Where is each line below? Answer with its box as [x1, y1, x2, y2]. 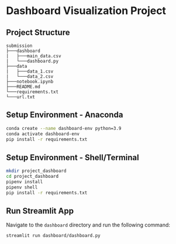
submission [6, 43, 33, 49]
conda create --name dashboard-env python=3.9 [6, 125, 122, 131]
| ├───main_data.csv [6, 53, 61, 59]
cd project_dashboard [6, 174, 59, 180]
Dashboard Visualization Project [6, 4, 167, 18]
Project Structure [6, 28, 70, 37]
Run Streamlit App [6, 206, 74, 216]
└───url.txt [6, 94, 35, 100]
